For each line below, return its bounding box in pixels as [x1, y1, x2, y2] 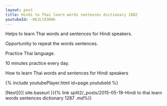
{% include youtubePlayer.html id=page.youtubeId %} [5, 80, 119, 86]
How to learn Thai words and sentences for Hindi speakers [5, 70, 129, 76]
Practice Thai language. [5, 50, 55, 56]
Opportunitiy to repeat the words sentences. [5, 41, 98, 47]
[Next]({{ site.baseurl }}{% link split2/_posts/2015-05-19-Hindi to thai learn [5, 90, 162, 96]
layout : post [5, 7, 33, 13]
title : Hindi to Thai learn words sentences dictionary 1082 [5, 12, 138, 17]
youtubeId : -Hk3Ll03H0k [5, 17, 56, 22]
